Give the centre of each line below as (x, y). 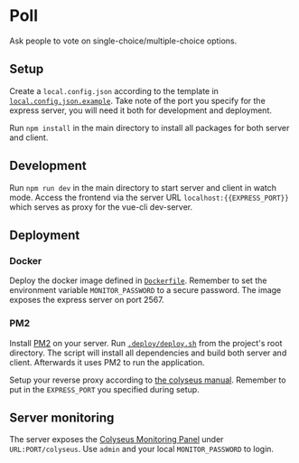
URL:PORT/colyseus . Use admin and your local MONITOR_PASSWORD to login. (141, 449)
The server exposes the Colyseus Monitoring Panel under (117, 439)
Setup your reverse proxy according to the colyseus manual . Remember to (148, 380)
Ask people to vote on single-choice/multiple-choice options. (123, 41)
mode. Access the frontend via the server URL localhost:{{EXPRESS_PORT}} (149, 197)
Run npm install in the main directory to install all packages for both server (149, 128)
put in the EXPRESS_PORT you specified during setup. (105, 389)
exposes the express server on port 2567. (87, 300)
